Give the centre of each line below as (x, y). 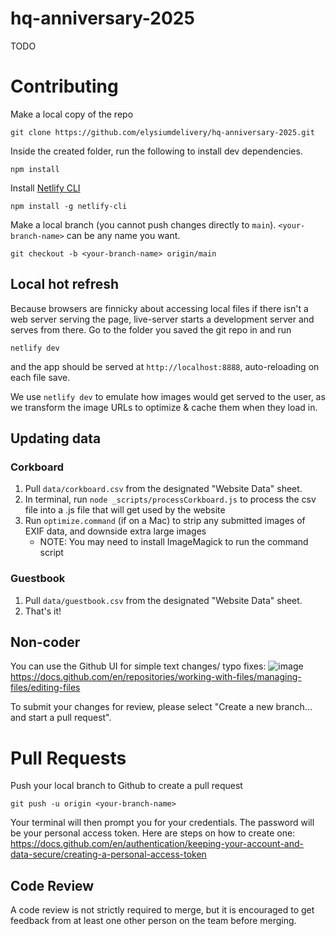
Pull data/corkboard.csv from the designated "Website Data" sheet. (163, 489)
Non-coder (45, 642)
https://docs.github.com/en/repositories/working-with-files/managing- (156, 677)
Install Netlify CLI (45, 188)
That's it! (43, 611)
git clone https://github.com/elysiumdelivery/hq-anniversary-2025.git (162, 132)
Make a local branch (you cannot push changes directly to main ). (143, 224)
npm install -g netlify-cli (69, 206)
